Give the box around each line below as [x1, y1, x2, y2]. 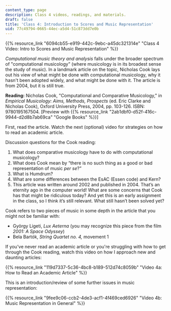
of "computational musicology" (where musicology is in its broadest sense [5, 61, 161, 67]
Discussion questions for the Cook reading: [5, 139, 96, 146]
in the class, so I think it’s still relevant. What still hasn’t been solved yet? [12, 198, 164, 204]
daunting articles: [5, 255, 42, 261]
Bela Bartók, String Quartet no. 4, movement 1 [12, 234, 109, 240]
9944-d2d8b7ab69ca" [5, 114, 53, 120]
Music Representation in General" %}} [5, 300, 85, 306]
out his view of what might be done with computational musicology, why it [5, 72, 161, 78]
